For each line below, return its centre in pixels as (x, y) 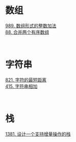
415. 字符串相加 (21, 86)
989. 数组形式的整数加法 (31, 26)
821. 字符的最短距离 (26, 79)
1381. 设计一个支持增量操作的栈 (38, 134)
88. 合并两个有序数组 (27, 32)
